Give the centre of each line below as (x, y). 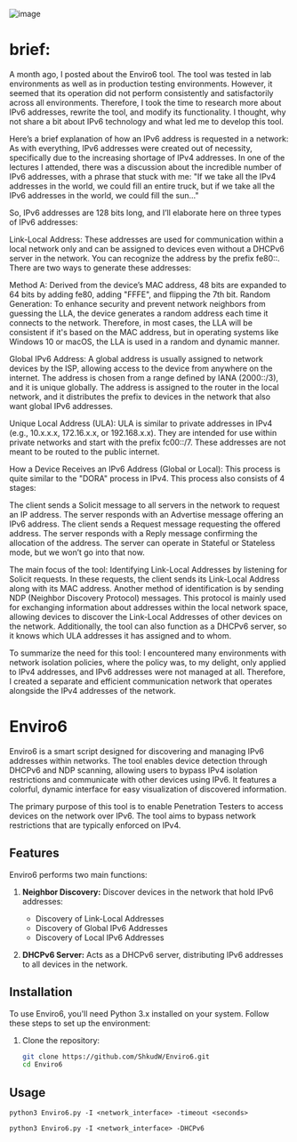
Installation (41, 992)
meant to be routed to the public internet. (84, 451)
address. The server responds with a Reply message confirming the (133, 533)
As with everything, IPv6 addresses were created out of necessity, (131, 148)
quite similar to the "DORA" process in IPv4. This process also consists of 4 (147, 478)
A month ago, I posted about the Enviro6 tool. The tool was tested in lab (140, 74)
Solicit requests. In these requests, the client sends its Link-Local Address (144, 579)
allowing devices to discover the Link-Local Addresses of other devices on (146, 616)
